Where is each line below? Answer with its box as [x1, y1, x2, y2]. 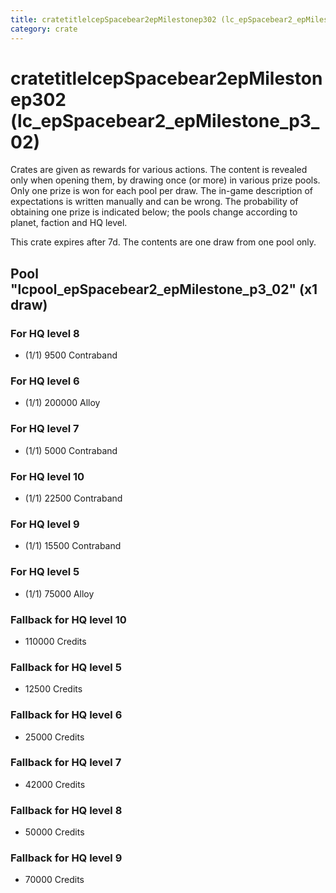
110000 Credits [24, 635, 87, 647]
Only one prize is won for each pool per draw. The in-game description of [10, 185, 313, 197]
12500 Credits [24, 683, 83, 695]
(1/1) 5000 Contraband [24, 444, 118, 456]
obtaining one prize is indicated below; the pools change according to [10, 206, 298, 218]
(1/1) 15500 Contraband [24, 540, 122, 552]
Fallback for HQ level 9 [10, 851, 123, 865]
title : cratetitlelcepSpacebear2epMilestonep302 [10, 14, 217, 25]
